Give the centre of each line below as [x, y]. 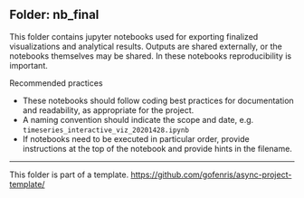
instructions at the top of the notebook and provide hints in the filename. [157, 148]
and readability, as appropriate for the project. [108, 110]
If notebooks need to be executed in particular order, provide [136, 138]
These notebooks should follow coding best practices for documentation [158, 100]
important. [28, 65]
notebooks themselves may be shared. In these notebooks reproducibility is [151, 56]
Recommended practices [56, 83]
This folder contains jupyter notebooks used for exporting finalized [134, 36]
